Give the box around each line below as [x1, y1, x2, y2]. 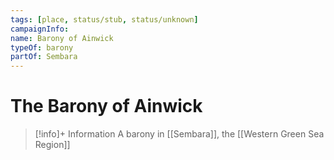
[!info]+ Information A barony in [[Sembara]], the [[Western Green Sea [34, 128, 325, 140]
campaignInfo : [10, 24, 70, 34]
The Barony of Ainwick [10, 95, 203, 118]
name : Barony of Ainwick [10, 33, 114, 43]
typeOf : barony [10, 42, 74, 53]
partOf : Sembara [10, 52, 78, 62]
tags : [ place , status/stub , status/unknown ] [10, 14, 199, 25]
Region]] [34, 139, 71, 151]
